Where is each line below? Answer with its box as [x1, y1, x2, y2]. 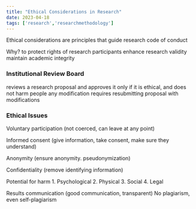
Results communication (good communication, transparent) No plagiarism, [6, 189, 190, 196]
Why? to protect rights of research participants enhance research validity [6, 48, 187, 55]
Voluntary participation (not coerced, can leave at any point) [6, 125, 155, 132]
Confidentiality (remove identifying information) [6, 166, 123, 173]
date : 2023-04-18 [6, 14, 50, 20]
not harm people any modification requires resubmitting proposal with [6, 90, 179, 97]
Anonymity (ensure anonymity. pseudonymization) [6, 154, 131, 161]
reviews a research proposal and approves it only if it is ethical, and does [6, 83, 187, 90]
